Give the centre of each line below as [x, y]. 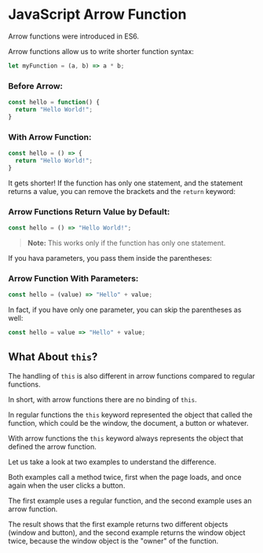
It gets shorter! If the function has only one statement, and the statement [126, 183]
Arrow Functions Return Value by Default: [89, 211]
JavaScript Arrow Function [97, 15]
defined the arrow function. [52, 446]
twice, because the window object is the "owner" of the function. [113, 540]
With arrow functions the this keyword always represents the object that [126, 438]
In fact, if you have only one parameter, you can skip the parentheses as [125, 309]
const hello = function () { [54, 103]
